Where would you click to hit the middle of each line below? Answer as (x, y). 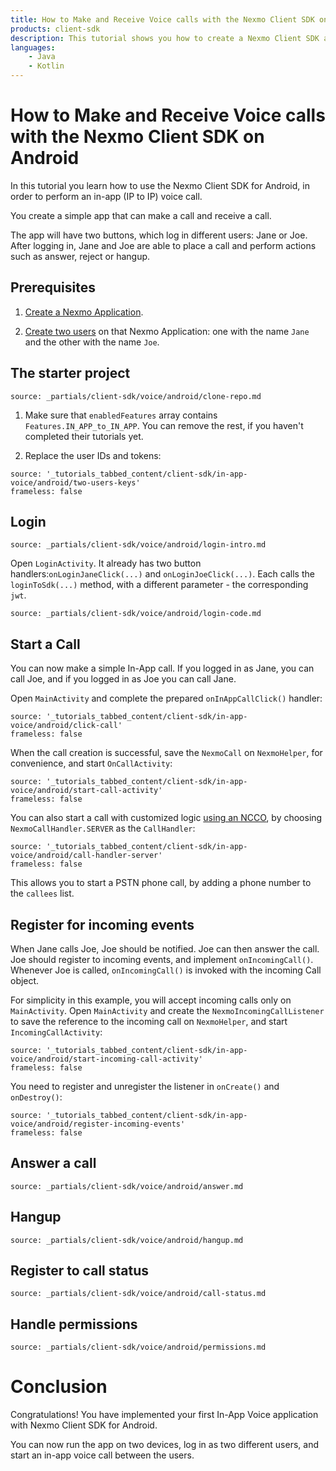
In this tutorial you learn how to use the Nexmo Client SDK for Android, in (160, 185)
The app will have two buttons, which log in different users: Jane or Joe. (159, 235)
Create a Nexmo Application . (84, 312)
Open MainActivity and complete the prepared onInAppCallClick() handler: (166, 698)
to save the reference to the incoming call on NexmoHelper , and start (149, 1021)
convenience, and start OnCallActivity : (91, 763)
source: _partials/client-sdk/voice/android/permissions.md (138, 1347)
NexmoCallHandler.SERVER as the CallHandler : (103, 828)
